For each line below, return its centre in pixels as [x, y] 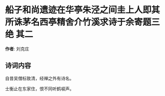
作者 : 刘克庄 [17, 49]
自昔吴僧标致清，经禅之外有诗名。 [40, 78]
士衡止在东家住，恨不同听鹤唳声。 [40, 89]
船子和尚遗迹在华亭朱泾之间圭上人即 [78, 10]
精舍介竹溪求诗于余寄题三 [109, 22]
